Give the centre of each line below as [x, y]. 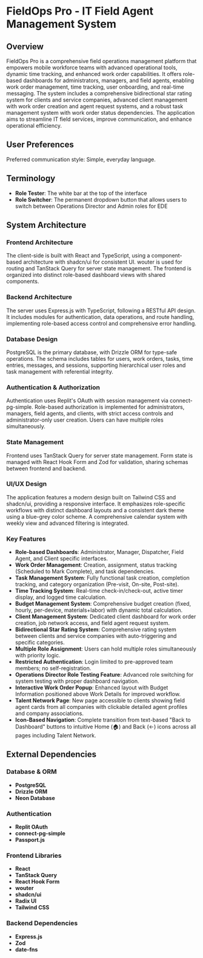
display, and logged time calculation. [61, 597]
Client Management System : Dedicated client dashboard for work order [105, 617]
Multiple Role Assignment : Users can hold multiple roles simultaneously [106, 649]
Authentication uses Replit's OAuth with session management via [87, 401]
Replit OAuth [32, 827]
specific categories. [40, 643]
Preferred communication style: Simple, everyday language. [81, 159]
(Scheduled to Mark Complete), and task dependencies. [85, 572]
